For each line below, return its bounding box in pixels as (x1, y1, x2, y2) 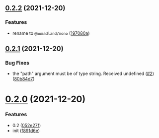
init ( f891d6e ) (12, 128, 40, 134)
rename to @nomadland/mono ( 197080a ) (12, 30, 90, 36)
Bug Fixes (5, 60, 30, 66)
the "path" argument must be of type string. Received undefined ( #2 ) (12, 70, 154, 76)
